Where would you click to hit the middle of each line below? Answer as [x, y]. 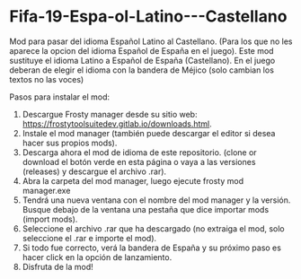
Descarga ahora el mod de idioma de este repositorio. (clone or [140, 152]
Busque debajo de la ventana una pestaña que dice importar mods [146, 209]
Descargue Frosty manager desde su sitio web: [110, 114]
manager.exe [46, 190]
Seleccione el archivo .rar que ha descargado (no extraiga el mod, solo [153, 228]
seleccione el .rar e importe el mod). [89, 238]
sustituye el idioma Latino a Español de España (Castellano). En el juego [142, 60]
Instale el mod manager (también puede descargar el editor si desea [149, 133]
